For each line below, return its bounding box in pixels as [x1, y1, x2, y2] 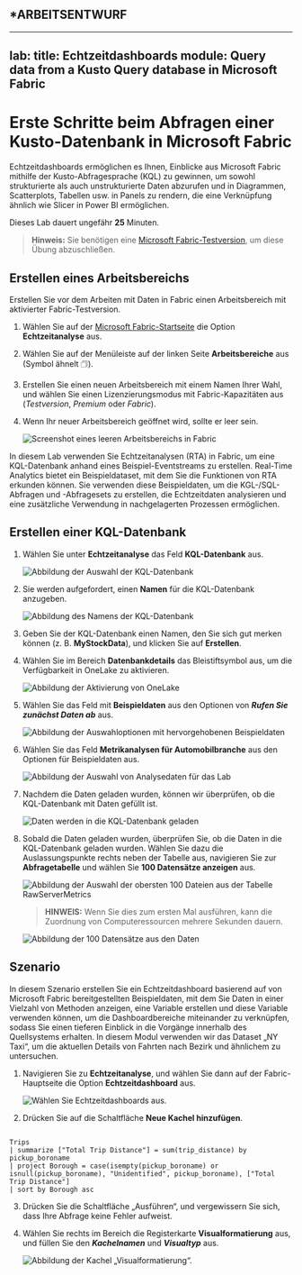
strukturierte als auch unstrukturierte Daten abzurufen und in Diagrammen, [9, 180, 287, 192]
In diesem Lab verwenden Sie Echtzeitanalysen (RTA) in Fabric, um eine [9, 451, 276, 461]
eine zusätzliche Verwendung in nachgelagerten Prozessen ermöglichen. [9, 498, 280, 509]
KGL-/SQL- [239, 479, 280, 490]
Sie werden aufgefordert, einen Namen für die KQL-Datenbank [22, 583, 254, 594]
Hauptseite [22, 1077, 63, 1088]
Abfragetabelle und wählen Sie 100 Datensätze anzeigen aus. [22, 861, 256, 872]
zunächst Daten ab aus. [22, 709, 114, 720]
